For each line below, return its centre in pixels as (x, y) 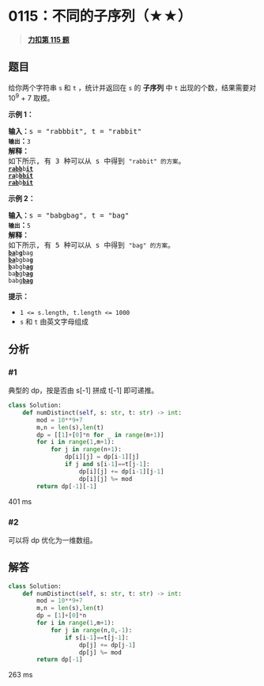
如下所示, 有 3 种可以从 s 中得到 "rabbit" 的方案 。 (97, 161)
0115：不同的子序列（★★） (100, 16)
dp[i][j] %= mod (106, 479)
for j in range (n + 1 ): (86, 449)
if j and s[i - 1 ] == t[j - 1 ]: (107, 464)
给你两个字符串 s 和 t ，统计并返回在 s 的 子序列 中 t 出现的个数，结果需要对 (132, 87)
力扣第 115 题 (48, 40)
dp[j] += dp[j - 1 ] (107, 645)
